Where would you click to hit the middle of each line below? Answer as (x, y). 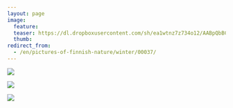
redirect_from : (29, 46)
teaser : (25, 33)
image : (17, 20)
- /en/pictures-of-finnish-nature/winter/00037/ (85, 53)
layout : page (26, 13)
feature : (26, 26)
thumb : (23, 39)
